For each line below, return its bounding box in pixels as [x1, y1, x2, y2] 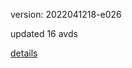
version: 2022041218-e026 [10, 9, 122, 20]
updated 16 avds [10, 28, 78, 39]
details [10, 47, 38, 59]
